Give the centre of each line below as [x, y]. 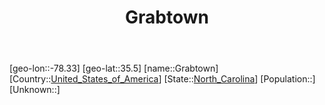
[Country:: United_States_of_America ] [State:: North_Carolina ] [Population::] [162, 79]
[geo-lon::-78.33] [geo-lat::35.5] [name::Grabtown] [114, 68]
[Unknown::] [35, 90]
